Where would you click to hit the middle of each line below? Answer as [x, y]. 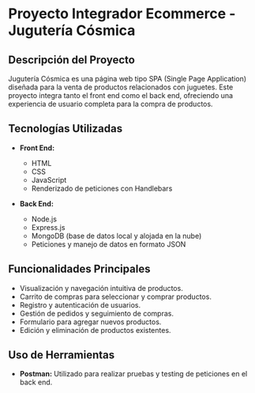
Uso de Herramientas [62, 355]
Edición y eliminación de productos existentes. [95, 330]
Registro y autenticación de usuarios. [80, 304]
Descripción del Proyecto [72, 60]
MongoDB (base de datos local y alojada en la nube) [116, 236]
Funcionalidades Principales [79, 269]
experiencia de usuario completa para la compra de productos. [111, 104]
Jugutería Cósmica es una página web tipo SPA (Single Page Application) [127, 79]
